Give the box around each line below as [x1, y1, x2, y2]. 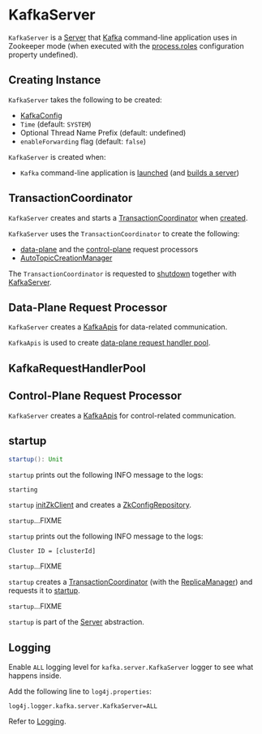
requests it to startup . [8, 586, 80, 595]
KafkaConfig [19, 110, 62, 120]
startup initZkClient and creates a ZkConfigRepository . [8, 500, 192, 510]
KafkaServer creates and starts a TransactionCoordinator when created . [8, 212, 248, 222]
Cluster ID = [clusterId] [8, 547, 96, 556]
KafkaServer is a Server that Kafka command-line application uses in [8, 32, 238, 42]
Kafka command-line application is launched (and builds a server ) [19, 168, 239, 178]
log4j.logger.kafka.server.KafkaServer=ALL [8, 702, 158, 710]
